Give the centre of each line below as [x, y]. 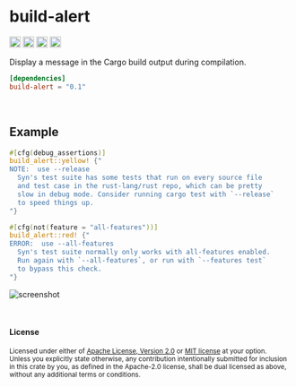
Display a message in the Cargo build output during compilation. [128, 62]
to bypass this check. [60, 269]
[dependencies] [38, 78]
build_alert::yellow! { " [56, 161]
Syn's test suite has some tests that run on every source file [140, 178]
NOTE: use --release [50, 169]
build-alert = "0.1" [48, 87]
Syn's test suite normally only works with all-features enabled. [144, 253]
